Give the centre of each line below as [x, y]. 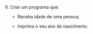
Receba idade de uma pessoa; [48, 17]
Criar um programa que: [35, 7]
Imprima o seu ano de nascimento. [53, 26]
